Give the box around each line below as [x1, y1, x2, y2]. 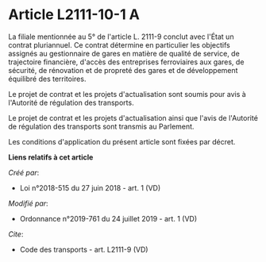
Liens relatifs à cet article [8, 152, 94, 162]
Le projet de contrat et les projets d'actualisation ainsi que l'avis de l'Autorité [8, 113, 258, 122]
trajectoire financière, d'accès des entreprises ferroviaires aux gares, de [8, 57, 245, 67]
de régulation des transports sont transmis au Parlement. [8, 121, 195, 131]
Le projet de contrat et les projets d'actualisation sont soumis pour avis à [8, 89, 246, 98]
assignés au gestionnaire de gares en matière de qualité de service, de [8, 48, 240, 58]
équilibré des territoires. [8, 74, 87, 83]
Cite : [8, 229, 24, 239]
